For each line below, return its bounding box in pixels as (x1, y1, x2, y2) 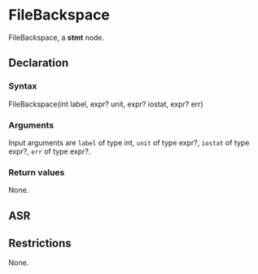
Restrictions (8, 237, 72, 250)
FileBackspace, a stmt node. (8, 33, 105, 42)
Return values (8, 167, 65, 178)
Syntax (8, 80, 37, 92)
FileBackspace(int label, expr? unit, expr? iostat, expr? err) (8, 99, 203, 109)
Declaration (8, 56, 69, 70)
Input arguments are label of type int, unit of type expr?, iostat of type (8, 137, 250, 147)
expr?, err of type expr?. (8, 146, 91, 156)
